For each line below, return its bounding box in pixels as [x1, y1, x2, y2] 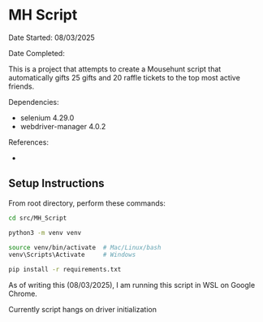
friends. [8, 81, 35, 91]
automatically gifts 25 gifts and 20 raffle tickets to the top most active [8, 72, 241, 82]
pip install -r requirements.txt [8, 266, 122, 274]
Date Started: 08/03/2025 [8, 33, 95, 42]
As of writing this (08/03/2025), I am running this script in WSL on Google [8, 281, 256, 290]
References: [8, 137, 49, 147]
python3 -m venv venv [8, 228, 82, 237]
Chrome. [8, 289, 38, 298]
